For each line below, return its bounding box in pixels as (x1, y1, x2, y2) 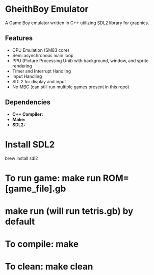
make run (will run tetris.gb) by (5, 206, 133, 216)
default (5, 216, 35, 227)
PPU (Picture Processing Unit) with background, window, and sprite (12, 58, 149, 64)
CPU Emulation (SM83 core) (12, 47, 70, 53)
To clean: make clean (5, 261, 93, 272)
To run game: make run (5, 172, 102, 183)
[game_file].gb (5, 183, 66, 194)
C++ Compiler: (12, 111, 43, 117)
